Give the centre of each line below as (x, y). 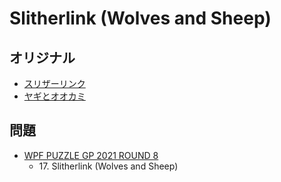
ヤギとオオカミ (54, 96)
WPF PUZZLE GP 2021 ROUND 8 (91, 155)
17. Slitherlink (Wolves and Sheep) (108, 166)
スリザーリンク (54, 83)
